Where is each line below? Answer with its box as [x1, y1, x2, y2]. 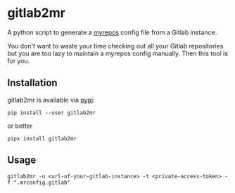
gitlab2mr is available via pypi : [7, 95, 95, 104]
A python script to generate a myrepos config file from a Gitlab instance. [7, 28, 217, 36]
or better [7, 121, 33, 130]
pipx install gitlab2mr [7, 135, 77, 142]
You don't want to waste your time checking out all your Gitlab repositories [7, 41, 224, 50]
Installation [7, 77, 58, 89]
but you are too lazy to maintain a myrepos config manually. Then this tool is [7, 49, 229, 58]
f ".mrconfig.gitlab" [7, 179, 71, 186]
